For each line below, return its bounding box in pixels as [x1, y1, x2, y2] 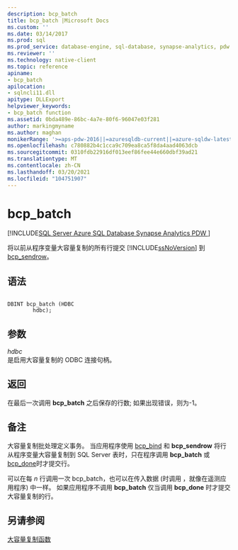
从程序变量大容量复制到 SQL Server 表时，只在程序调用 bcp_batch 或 [7, 450, 210, 459]
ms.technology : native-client [7, 57, 97, 64]
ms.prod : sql [7, 37, 46, 44]
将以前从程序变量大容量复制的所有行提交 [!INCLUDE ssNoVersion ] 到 [7, 244, 205, 252]
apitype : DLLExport [7, 96, 65, 103]
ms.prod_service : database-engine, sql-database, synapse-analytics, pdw [7, 43, 230, 50]
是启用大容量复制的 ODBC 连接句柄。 [7, 356, 116, 364]
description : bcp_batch [7, 10, 78, 18]
